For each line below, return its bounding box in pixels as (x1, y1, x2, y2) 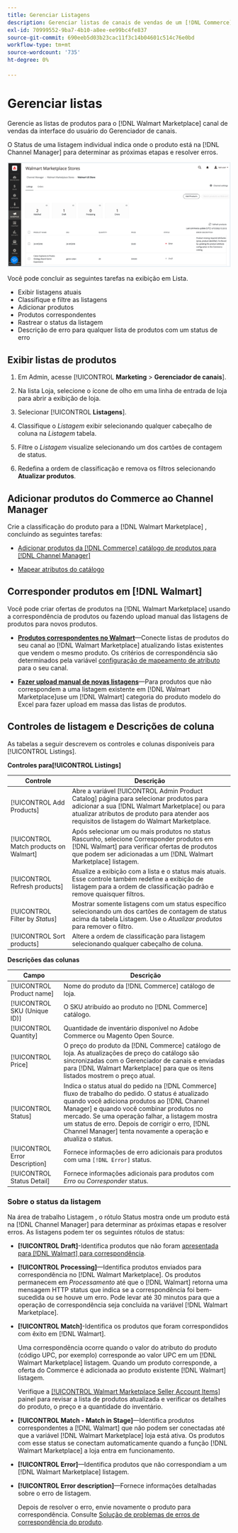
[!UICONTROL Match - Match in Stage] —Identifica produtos (17, 1416, 195, 1424)
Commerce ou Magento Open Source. (63, 1031, 174, 1040)
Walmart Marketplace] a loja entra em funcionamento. (17, 1446, 175, 1455)
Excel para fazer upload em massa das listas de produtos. (17, 700, 187, 709)
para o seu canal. (17, 663, 69, 672)
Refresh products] (10, 882, 64, 891)
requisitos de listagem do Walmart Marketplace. (72, 817, 211, 826)
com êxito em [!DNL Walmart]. (17, 1329, 106, 1338)
